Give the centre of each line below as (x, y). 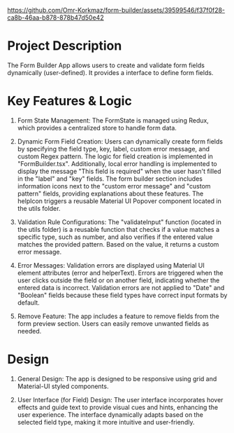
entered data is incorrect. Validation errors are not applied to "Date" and (121, 287)
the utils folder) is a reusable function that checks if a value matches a (118, 229)
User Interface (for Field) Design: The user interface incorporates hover (120, 399)
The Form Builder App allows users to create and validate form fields (106, 65)
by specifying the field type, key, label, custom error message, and (113, 149)
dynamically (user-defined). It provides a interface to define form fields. (110, 72)
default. (28, 302)
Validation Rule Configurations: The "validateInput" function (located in (119, 222)
